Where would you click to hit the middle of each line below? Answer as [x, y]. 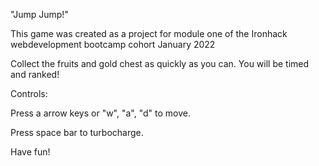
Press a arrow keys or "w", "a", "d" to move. [100, 113]
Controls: [29, 93]
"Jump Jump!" [39, 14]
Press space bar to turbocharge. [77, 132]
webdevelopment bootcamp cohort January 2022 [113, 44]
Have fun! [30, 152]
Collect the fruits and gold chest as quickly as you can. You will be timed [160, 63]
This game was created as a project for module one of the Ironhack [149, 33]
